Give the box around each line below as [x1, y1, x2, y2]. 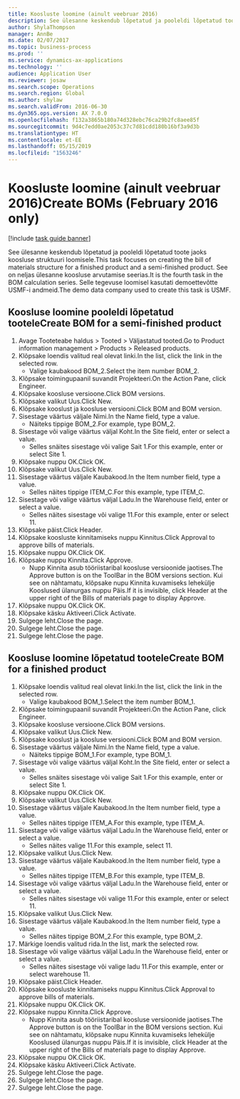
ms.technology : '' [8, 63, 63, 71]
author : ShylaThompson [8, 24, 75, 31]
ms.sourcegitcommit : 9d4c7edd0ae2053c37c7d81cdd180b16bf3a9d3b [8, 123, 200, 130]
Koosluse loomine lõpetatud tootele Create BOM [8, 652, 224, 665]
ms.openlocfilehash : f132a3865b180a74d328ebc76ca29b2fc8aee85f [8, 116, 200, 123]
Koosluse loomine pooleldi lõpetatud [8, 306, 174, 318]
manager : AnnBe [8, 30, 53, 38]
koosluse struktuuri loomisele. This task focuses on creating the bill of [8, 255, 212, 264]
